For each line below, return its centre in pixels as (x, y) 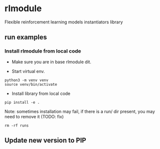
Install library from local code (41, 93)
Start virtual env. (28, 71)
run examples (26, 37)
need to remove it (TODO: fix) (34, 116)
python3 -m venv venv (27, 80)
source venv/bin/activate (31, 84)
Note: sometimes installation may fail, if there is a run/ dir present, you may (80, 111)
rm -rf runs (17, 125)
